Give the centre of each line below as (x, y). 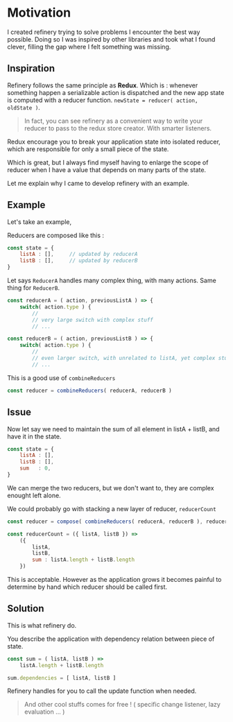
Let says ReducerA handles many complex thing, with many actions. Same (112, 281)
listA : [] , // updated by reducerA (79, 255)
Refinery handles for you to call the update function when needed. (102, 691)
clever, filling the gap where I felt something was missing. (89, 46)
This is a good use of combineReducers (61, 378)
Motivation (39, 13)
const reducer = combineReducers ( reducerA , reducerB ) (89, 390)
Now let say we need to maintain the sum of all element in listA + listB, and (113, 429)
